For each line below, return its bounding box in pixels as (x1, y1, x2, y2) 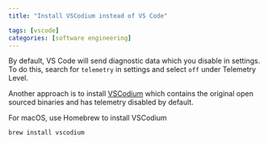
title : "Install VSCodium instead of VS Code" (8, 11, 168, 20)
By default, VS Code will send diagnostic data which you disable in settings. (8, 56, 261, 65)
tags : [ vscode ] (8, 26, 60, 35)
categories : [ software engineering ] (8, 34, 132, 42)
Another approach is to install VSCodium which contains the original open (8, 89, 254, 99)
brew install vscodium (8, 128, 85, 137)
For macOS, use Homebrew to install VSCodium (8, 113, 167, 123)
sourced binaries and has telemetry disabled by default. (8, 98, 194, 107)
